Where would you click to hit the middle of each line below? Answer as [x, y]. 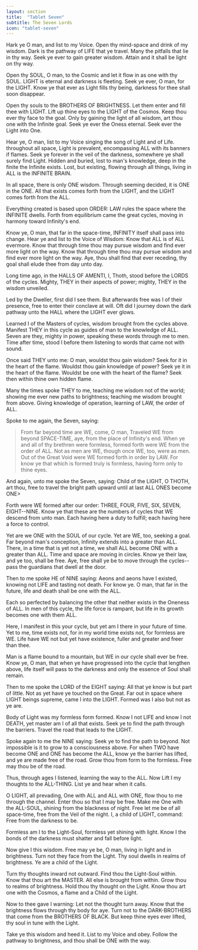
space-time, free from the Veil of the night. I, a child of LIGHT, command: [95, 814]
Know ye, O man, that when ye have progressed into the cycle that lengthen [98, 663]
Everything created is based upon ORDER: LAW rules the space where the [96, 209]
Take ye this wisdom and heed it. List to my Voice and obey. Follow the [92, 935]
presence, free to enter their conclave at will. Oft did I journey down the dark [99, 306]
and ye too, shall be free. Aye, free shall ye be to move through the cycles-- [98, 561]
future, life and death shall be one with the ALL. [64, 591]
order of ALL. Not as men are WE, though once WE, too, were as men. [105, 451]
